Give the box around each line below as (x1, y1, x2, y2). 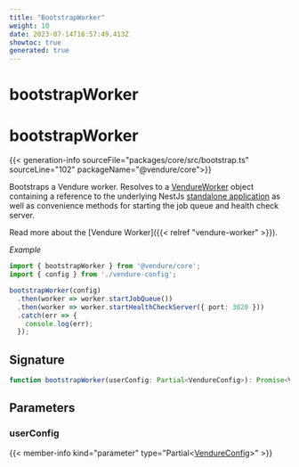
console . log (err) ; (25, 319, 93, 328)
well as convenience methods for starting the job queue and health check (9, 201, 279, 211)
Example (9, 244, 42, 255)
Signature (9, 352, 65, 367)
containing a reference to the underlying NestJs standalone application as (9, 191, 280, 201)
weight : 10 (9, 21, 50, 30)
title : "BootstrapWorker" (9, 12, 105, 22)
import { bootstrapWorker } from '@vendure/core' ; (9, 262, 201, 271)
